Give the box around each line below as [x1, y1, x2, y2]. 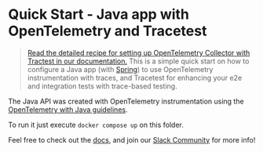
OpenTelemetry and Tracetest [8, 22, 207, 40]
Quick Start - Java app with [8, 5, 190, 24]
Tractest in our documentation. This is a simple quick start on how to [27, 56, 250, 66]
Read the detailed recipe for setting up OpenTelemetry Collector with [27, 48, 250, 57]
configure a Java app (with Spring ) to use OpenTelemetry [27, 64, 214, 74]
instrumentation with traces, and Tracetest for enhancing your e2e [27, 73, 243, 82]
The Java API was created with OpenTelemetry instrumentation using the [8, 96, 245, 106]
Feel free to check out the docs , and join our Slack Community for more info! [8, 135, 256, 144]
